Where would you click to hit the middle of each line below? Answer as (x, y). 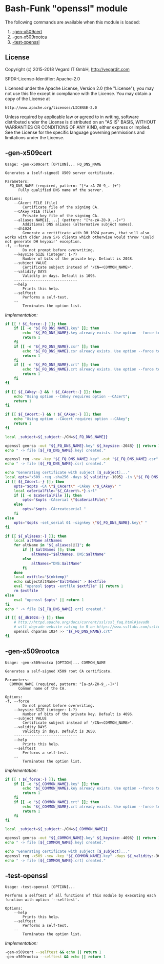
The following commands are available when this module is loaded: (72, 22)
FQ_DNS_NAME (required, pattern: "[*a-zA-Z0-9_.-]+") (65, 186)
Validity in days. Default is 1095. (60, 276)
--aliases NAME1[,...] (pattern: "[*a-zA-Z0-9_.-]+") (70, 220)
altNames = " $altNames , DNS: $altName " (68, 554)
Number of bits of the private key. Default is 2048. (78, 259)
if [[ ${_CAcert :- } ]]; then (35, 482)
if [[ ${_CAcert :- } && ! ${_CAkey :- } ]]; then (53, 415)
